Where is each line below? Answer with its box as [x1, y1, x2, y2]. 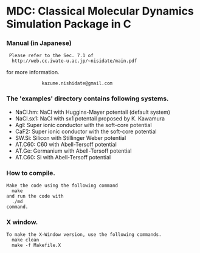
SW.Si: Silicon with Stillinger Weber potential [15, 134, 126, 141]
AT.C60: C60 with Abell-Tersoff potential [15, 140, 117, 148]
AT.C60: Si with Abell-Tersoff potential [15, 153, 111, 161]
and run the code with [6, 193, 64, 199]
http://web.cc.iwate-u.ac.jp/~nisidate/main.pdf [12, 58, 137, 64]
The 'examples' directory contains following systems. [6, 94, 169, 103]
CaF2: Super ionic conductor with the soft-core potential [15, 128, 157, 135]
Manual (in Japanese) [6, 39, 72, 47]
